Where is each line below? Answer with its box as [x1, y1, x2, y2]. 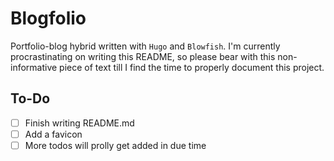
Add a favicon [24, 128, 83, 140]
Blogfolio [10, 7, 87, 30]
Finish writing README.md [24, 117, 135, 129]
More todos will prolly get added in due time [24, 139, 207, 151]
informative [10, 61, 58, 73]
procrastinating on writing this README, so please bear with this [10, 50, 276, 62]
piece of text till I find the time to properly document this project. [59, 61, 325, 73]
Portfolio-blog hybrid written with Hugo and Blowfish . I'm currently [10, 40, 281, 52]
